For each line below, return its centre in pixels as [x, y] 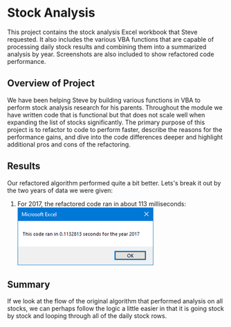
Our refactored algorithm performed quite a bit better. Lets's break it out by [114, 183]
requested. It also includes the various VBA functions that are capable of [111, 39]
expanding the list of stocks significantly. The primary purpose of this [106, 122]
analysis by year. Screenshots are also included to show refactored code [111, 54]
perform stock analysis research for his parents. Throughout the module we [115, 107]
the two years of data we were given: [60, 190]
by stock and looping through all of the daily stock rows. [87, 316]
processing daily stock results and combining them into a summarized [107, 47]
